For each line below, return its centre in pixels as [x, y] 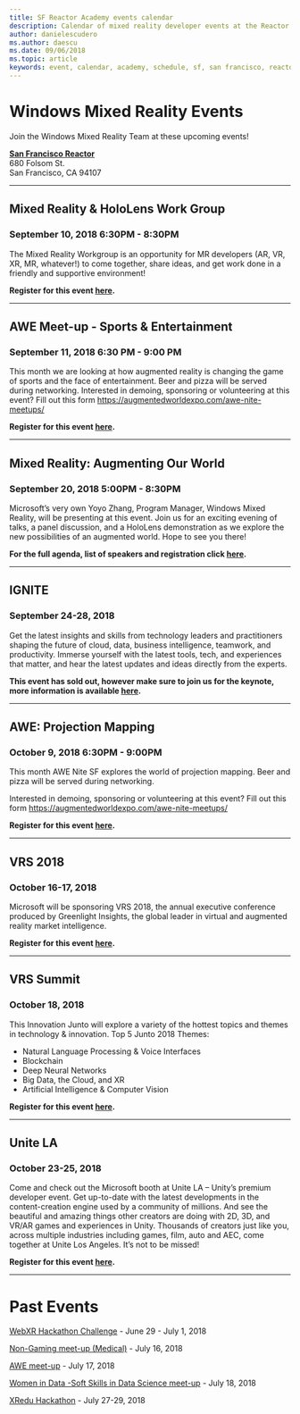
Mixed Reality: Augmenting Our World [117, 463]
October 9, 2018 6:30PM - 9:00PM [86, 752]
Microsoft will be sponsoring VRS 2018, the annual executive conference [143, 907]
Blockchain [42, 1060]
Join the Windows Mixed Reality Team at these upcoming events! [129, 136]
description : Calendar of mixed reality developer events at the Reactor [150, 26]
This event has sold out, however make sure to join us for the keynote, [142, 681]
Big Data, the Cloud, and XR [73, 1079]
